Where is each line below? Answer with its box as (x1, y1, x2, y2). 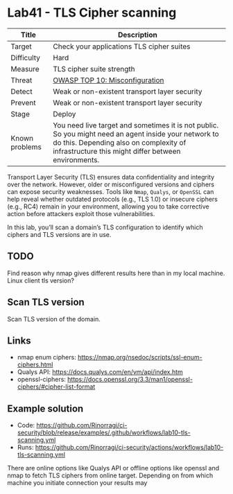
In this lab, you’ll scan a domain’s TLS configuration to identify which (7, 223, 203, 231)
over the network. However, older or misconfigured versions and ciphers (7, 180, 215, 188)
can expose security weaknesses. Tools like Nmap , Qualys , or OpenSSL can (7, 187, 214, 195)
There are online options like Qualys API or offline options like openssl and (7, 464, 220, 473)
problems (10, 142, 42, 152)
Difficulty (10, 53, 40, 62)
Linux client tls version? (7, 276, 75, 285)
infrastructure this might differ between (53, 146, 181, 156)
